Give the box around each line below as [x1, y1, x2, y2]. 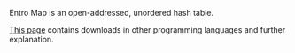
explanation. [9, 34, 55, 44]
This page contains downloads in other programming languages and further [9, 25, 286, 34]
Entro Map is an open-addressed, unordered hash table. [9, 8, 214, 18]
